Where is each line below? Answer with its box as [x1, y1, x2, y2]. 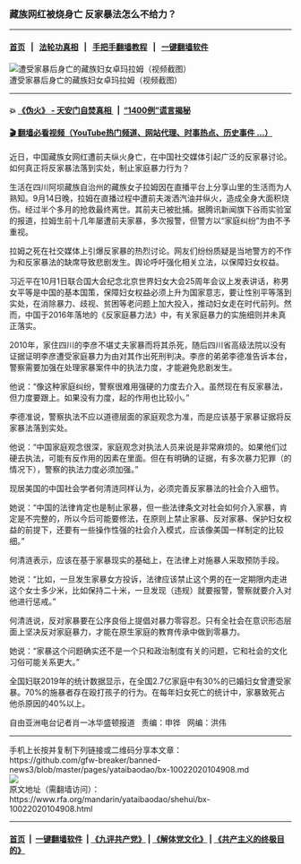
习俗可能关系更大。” [9, 657, 81, 668]
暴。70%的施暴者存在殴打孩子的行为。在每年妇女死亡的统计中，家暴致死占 [9, 687, 286, 698]
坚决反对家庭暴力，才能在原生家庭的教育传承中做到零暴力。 [24, 626, 245, 637]
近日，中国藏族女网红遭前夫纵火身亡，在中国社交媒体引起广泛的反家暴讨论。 [9, 151, 292, 162]
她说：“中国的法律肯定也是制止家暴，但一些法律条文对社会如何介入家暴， [9, 502, 280, 513]
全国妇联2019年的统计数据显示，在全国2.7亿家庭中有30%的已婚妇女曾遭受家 [9, 676, 292, 687]
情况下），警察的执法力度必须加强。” [9, 464, 139, 475]
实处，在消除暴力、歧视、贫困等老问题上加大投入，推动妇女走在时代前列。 [9, 298, 284, 309]
